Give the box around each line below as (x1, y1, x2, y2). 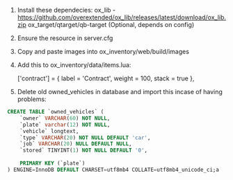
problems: (17, 95, 47, 103)
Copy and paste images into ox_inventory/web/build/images (17, 48, 190, 55)
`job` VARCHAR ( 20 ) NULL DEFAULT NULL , (19, 141, 132, 147)
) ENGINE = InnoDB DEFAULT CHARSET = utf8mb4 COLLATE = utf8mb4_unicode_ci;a (7, 166, 219, 173)
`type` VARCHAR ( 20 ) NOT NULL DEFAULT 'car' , (19, 134, 151, 141)
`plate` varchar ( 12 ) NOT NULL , (19, 121, 111, 128)
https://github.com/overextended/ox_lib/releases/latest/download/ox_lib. (17, 13, 227, 21)
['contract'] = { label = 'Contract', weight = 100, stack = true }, (17, 74, 195, 82)
